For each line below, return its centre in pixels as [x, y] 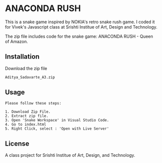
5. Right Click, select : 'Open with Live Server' [57, 129]
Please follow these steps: [33, 104]
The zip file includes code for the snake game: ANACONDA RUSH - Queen [79, 36]
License [17, 143]
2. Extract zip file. [27, 116]
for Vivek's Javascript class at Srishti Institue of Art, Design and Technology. [81, 27]
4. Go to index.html [26, 125]
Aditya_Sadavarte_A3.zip [30, 77]
